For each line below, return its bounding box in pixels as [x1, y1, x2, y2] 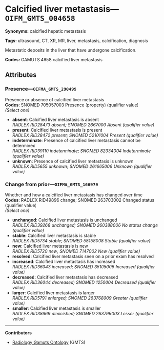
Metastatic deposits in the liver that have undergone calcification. [5, 47, 137, 53]
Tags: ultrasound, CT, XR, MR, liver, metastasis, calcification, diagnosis [5, 38, 148, 44]
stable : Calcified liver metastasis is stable [12, 233, 96, 238]
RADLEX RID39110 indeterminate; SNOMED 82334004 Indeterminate [12, 148, 151, 154]
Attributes [5, 71, 37, 79]
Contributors [5, 329, 32, 336]
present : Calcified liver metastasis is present [12, 127, 102, 133]
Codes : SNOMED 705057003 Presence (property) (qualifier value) [5, 102, 139, 108]
